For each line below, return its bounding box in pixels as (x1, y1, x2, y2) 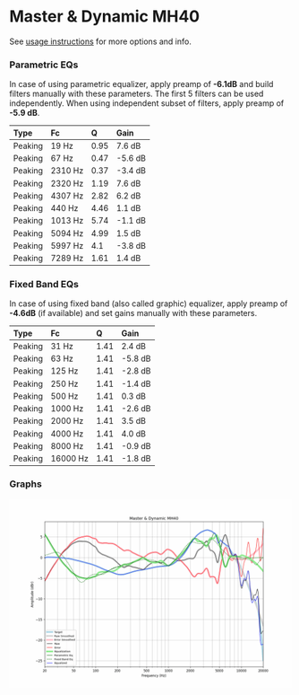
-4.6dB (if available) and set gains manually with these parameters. (9, 308, 258, 319)
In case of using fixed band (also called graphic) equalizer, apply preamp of (9, 298, 288, 309)
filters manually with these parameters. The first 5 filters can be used (9, 88, 264, 100)
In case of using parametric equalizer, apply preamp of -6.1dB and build (9, 79, 274, 90)
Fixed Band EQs (9, 277, 79, 290)
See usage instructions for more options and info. (9, 36, 192, 47)
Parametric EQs (9, 58, 79, 71)
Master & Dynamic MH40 (9, 6, 200, 27)
